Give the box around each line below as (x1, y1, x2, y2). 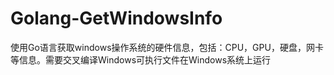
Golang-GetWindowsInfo (10, 7, 223, 30)
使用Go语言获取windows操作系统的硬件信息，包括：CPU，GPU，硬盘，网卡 (10, 41, 324, 53)
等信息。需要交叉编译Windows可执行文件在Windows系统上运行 (10, 53, 272, 66)
